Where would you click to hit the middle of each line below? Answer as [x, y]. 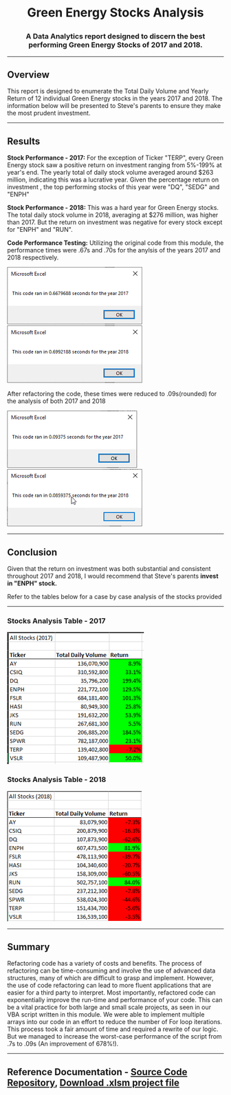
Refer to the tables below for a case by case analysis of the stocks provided [114, 597]
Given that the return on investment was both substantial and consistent [109, 568]
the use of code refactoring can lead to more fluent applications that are [109, 986]
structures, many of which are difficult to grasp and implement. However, [111, 978]
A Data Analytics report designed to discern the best [115, 36]
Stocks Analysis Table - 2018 [57, 780]
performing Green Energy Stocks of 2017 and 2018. [115, 45]
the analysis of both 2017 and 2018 [56, 401]
